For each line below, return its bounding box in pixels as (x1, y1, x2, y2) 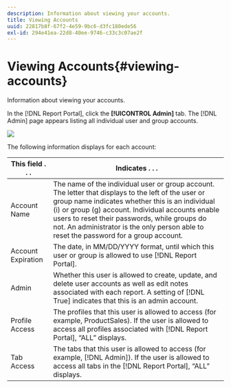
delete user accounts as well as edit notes (52, 279, 189, 288)
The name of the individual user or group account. (52, 179, 215, 189)
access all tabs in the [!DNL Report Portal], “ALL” (52, 361, 210, 371)
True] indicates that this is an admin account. (52, 296, 198, 306)
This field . (10, 159, 47, 169)
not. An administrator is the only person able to (52, 222, 204, 232)
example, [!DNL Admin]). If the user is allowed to (52, 353, 210, 363)
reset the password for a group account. (52, 231, 184, 240)
